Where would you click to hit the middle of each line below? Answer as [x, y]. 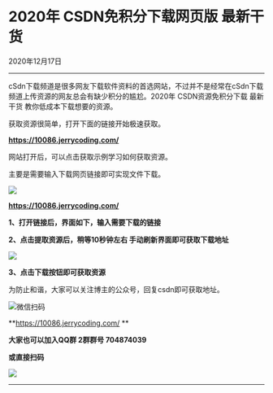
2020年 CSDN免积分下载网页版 [113, 17]
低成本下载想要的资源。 [78, 106]
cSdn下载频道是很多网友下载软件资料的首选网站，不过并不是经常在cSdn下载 [136, 85]
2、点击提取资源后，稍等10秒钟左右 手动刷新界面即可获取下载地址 [119, 239]
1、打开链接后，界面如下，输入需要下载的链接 [85, 222]
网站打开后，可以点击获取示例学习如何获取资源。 [90, 156]
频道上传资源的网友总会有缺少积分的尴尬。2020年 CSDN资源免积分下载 [128, 96]
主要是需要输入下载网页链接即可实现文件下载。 [87, 174]
